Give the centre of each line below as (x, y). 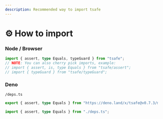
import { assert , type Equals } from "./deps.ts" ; (57, 112)
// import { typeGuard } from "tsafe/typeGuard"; (56, 72)
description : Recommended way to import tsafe (53, 9)
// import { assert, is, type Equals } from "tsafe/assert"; (68, 67)
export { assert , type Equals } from (43, 103)
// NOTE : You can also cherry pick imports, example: (61, 63)
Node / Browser (24, 48)
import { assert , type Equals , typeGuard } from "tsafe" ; (65, 59)
